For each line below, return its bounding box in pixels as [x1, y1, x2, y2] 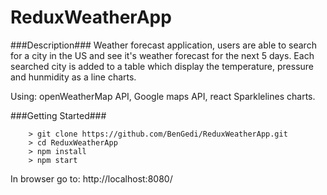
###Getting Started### [10, 109, 107, 121]
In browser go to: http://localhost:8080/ [10, 172, 173, 185]
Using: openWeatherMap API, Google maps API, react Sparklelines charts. [10, 90, 316, 102]
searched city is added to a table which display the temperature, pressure [10, 60, 314, 72]
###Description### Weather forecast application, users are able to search [10, 39, 317, 51]
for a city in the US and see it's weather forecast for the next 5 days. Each [10, 49, 315, 61]
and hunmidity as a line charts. [10, 71, 137, 83]
